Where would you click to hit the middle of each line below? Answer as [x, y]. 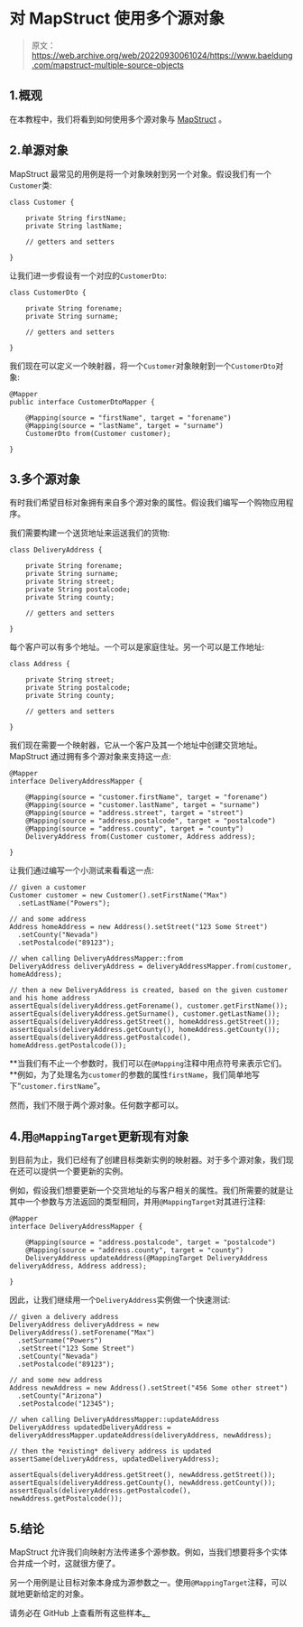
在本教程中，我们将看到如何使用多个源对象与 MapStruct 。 [118, 119]
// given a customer [48, 888]
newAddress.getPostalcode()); [66, 1499]
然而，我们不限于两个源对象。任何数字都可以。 [96, 1105]
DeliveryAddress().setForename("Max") [82, 1333]
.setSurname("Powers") [60, 1341]
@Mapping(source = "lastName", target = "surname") [124, 425]
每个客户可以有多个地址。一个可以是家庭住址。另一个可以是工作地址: [137, 647]
